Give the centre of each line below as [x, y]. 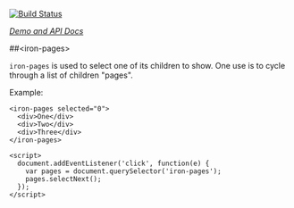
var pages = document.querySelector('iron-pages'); [123, 171]
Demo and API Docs [46, 31]
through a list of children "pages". [71, 75]
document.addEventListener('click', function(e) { [113, 163]
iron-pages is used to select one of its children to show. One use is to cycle [147, 66]
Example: [26, 92]
